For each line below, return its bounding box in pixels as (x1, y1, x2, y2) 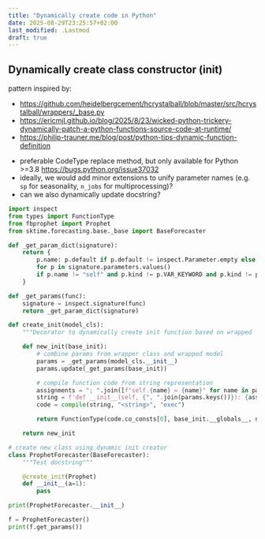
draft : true (8, 33, 47, 42)
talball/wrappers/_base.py (19, 107, 105, 117)
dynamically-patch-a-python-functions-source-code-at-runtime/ (19, 124, 232, 134)
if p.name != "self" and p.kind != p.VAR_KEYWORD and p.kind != (36, 271, 252, 279)
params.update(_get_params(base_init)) (36, 365, 168, 372)
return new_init (22, 429, 77, 438)
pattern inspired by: (8, 84, 73, 93)
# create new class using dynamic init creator (8, 444, 168, 451)
